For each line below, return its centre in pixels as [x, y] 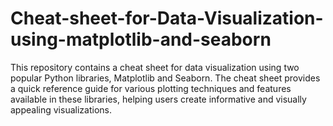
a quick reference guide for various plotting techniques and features [151, 88]
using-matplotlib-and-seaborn [141, 39]
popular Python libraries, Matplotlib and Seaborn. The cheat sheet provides [165, 78]
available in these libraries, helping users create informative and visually [158, 99]
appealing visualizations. [61, 109]
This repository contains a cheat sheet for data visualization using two [155, 67]
